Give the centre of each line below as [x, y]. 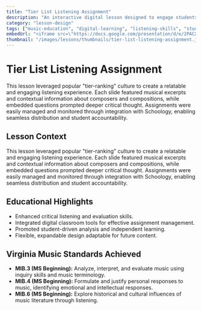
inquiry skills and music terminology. [60, 275]
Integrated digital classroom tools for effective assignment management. [105, 222]
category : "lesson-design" [40, 23]
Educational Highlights [50, 202]
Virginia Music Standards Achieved [74, 254]
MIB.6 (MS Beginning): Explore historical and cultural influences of [98, 294]
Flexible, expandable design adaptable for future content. [86, 235]
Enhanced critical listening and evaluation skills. [74, 216]
